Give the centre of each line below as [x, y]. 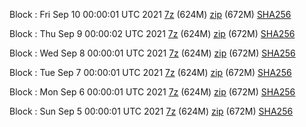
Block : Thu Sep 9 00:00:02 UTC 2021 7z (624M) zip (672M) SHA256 [152, 33]
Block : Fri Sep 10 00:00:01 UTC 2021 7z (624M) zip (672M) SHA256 [150, 14]
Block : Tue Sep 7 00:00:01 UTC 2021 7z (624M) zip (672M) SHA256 [150, 72]
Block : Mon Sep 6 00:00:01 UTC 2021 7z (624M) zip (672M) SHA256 [152, 92]
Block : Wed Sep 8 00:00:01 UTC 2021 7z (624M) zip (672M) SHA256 [152, 53]
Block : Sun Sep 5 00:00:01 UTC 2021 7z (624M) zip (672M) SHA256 [151, 111]
